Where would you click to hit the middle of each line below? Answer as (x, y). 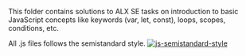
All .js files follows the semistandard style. (77, 43)
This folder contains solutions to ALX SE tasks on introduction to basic (123, 11)
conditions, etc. (34, 28)
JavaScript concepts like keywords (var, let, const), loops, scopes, (117, 20)
